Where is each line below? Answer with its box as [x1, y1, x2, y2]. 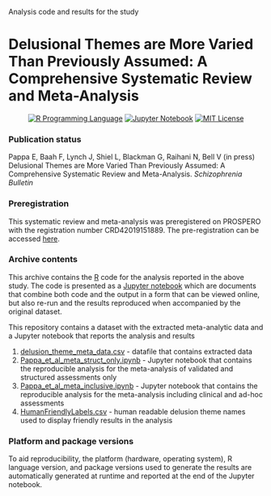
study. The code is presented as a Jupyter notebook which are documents [8, 281, 256, 290]
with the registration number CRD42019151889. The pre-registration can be [8, 225, 260, 235]
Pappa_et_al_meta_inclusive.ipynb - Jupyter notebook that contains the [19, 380, 258, 391]
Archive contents [8, 254, 78, 265]
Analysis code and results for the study [8, 7, 139, 16]
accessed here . [8, 234, 61, 244]
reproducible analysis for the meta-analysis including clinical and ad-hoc [19, 389, 263, 399]
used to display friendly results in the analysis [19, 415, 173, 425]
